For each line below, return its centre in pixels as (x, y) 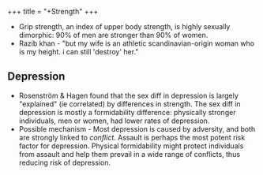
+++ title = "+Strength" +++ (53, 11)
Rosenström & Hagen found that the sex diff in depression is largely (128, 95)
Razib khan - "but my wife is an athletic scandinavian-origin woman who (136, 43)
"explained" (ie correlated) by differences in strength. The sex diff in (130, 104)
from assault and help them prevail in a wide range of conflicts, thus (130, 154)
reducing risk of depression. (65, 162)
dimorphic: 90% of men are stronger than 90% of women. (113, 35)
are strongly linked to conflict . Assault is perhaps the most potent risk (132, 137)
